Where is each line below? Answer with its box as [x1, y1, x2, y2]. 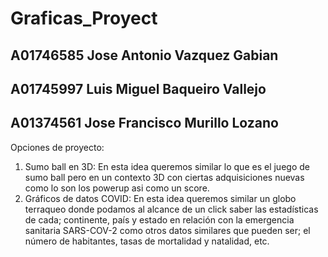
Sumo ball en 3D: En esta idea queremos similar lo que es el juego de [24, 160, 310, 172]
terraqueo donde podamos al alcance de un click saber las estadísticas [24, 203, 319, 215]
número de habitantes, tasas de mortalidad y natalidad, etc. [24, 235, 270, 247]
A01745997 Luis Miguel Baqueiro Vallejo [10, 80, 267, 97]
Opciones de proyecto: [10, 141, 105, 153]
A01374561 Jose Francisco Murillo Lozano [10, 115, 279, 132]
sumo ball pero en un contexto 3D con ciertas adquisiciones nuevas [24, 171, 305, 183]
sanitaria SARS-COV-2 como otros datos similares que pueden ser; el [24, 224, 311, 236]
